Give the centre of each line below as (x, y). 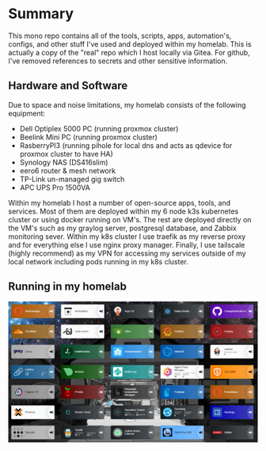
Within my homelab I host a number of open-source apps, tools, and (120, 203)
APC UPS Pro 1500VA (55, 188)
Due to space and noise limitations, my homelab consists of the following (127, 104)
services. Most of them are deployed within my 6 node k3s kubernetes (123, 211)
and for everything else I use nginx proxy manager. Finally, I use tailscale (127, 244)
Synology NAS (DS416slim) (64, 162)
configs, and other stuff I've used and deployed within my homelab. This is (130, 44)
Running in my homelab (67, 287)
